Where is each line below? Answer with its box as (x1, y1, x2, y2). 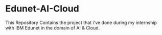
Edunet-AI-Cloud (5, 3, 79, 14)
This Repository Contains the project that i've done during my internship (5, 19, 157, 25)
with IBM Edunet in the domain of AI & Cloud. (5, 24, 100, 30)
